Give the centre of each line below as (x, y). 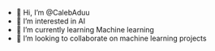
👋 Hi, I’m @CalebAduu (53, 13)
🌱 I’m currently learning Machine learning (85, 30)
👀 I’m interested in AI (51, 21)
